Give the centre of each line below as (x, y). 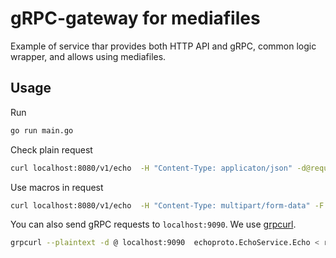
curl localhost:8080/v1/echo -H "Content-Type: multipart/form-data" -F (167, 205)
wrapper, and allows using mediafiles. (88, 56)
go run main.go (42, 130)
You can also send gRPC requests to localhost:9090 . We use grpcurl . (153, 224)
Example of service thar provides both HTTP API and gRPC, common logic (163, 46)
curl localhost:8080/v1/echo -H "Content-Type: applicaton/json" (151, 168)
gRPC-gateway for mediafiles (135, 18)
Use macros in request (57, 187)
